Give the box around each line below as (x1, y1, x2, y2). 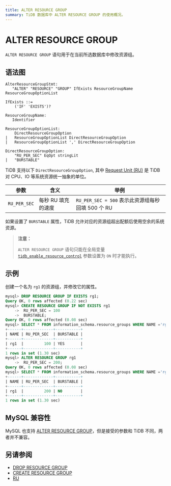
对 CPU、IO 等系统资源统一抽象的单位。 (5, 174, 89, 180)
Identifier (12, 118, 36, 123)
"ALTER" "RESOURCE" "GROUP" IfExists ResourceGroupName (12, 86, 133, 92)
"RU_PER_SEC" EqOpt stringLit (14, 153, 79, 158)
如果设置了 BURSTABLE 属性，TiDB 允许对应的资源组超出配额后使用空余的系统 (5, 219, 164, 225)
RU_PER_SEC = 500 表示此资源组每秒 (76, 197, 160, 204)
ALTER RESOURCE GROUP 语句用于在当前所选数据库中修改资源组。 (5, 51, 137, 58)
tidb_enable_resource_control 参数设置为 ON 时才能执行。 (17, 253, 139, 259)
